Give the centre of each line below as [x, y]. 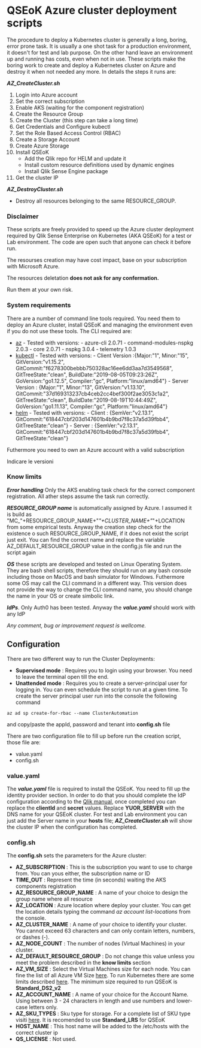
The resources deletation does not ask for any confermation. [83, 278]
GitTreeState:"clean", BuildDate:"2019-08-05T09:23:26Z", [87, 374]
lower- [184, 1001]
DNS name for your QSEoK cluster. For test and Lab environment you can [97, 814]
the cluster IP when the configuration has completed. [72, 827]
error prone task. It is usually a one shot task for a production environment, [99, 46]
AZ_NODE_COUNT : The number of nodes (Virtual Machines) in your [100, 944]
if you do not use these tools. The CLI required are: [69, 331]
